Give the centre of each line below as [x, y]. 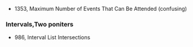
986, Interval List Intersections [52, 37]
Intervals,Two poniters [40, 24]
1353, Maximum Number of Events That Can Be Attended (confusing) [100, 9]
